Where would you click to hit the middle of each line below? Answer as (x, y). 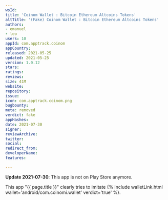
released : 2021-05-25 (28, 53)
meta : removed (20, 110)
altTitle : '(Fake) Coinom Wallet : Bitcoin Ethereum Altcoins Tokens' (82, 19)
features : (16, 158)
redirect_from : (22, 148)
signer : (14, 129)
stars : (12, 67)
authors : (15, 24)
